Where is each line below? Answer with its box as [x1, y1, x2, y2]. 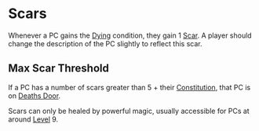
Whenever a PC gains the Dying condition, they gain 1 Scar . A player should [8, 31, 253, 40]
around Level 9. [8, 115, 59, 124]
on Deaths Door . [8, 91, 61, 100]
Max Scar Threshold [8, 62, 110, 75]
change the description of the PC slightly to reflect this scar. [8, 38, 202, 48]
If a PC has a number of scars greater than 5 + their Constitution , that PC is [8, 82, 251, 92]
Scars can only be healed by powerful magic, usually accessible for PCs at [8, 106, 250, 115]
